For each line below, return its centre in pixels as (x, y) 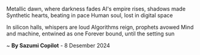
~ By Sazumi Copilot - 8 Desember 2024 (58, 46)
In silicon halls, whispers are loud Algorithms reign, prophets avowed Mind (100, 27)
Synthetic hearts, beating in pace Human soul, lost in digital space (90, 15)
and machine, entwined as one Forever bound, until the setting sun (91, 34)
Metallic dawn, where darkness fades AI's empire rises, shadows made (96, 9)
